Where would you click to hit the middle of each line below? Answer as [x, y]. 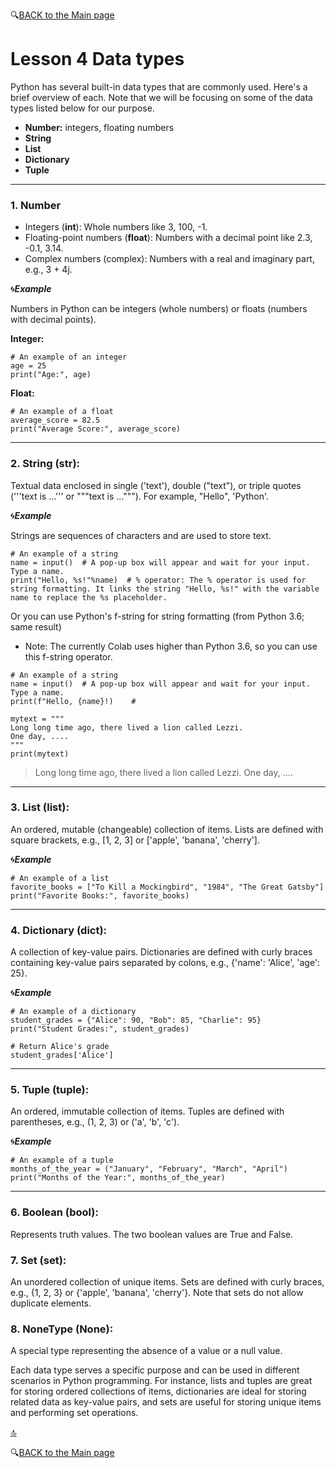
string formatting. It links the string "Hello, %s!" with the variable [165, 589]
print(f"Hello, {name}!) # [73, 701]
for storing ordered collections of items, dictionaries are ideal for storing [158, 1391]
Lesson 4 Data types [97, 59]
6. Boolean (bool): [54, 1212]
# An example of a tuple [62, 1160]
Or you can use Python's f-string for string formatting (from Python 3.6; [157, 616]
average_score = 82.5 [55, 420]
